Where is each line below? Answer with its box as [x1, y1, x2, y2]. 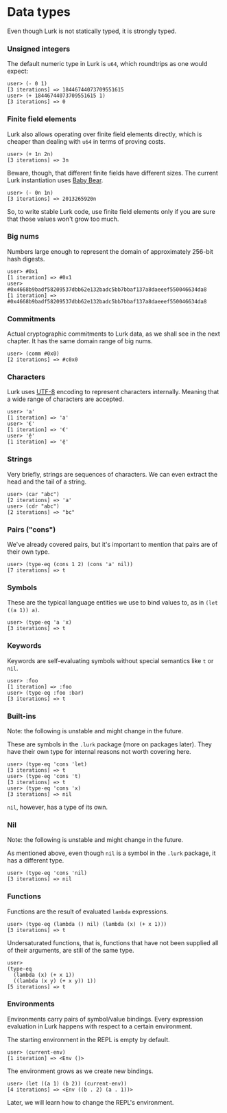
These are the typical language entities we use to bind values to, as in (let [7, 598, 218, 607]
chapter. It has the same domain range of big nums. [7, 337, 153, 345]
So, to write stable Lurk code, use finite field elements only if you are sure [7, 207, 216, 215]
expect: [7, 67, 29, 76]
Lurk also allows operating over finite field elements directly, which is [7, 130, 202, 138]
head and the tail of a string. [7, 477, 87, 486]
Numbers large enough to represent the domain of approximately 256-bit [7, 247, 214, 255]
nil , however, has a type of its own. [7, 803, 108, 811]
